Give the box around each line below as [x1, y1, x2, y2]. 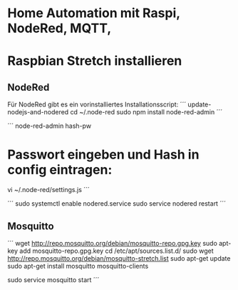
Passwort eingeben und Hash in [7, 146, 200, 163]
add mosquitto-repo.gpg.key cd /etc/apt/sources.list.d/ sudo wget [19, 246, 214, 255]
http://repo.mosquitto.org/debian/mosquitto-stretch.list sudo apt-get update [7, 254, 231, 262]
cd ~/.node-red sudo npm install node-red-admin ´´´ [70, 108, 223, 116]
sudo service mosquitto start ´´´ [7, 275, 100, 284]
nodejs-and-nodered [7, 108, 69, 116]
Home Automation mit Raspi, [7, 5, 180, 21]
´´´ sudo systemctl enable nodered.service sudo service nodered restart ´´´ [7, 199, 227, 208]
